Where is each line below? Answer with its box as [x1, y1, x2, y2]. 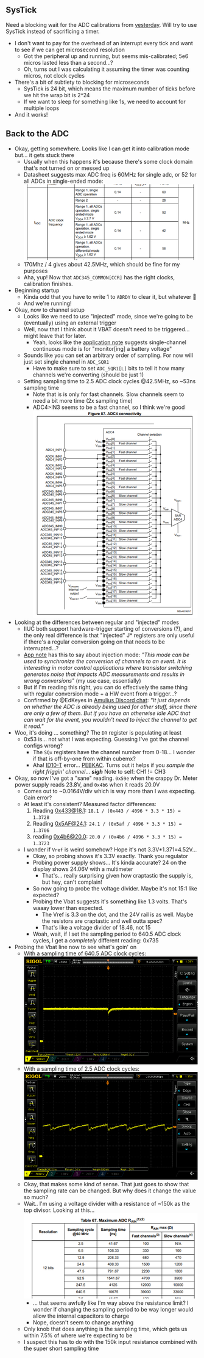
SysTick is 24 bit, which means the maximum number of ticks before [23, 85, 195, 92]
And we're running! [23, 299, 72, 307]
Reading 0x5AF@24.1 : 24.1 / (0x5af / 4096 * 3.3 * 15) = [32, 820, 182, 828]
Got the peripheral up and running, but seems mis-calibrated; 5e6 [23, 52, 189, 60]
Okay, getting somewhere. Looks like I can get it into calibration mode [14, 145, 190, 152]
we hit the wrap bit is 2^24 [23, 91, 90, 98]
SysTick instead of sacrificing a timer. [5, 28, 100, 35]
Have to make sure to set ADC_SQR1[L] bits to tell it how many [32, 365, 185, 372]
